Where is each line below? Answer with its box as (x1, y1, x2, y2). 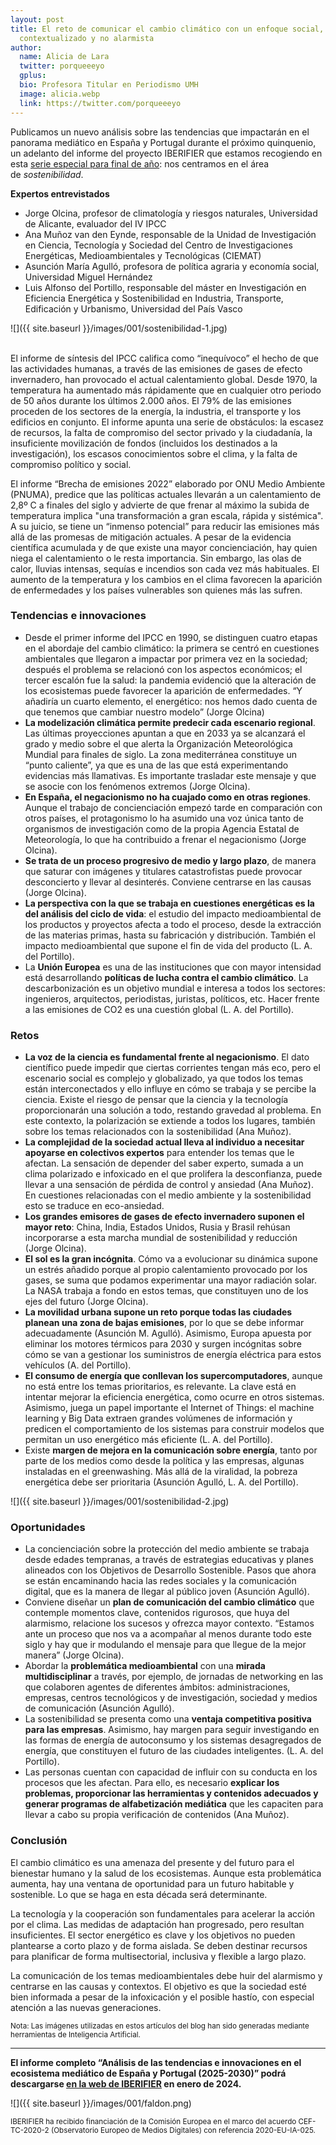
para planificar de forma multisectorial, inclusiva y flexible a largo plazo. (10, 1950, 307, 1962)
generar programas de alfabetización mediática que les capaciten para (24, 1798, 324, 1810)
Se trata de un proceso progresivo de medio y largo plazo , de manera (24, 854, 317, 866)
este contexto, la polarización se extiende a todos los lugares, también (24, 1115, 316, 1127)
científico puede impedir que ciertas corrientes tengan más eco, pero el (24, 1062, 321, 1074)
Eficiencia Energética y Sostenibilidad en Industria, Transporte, (24, 292, 284, 304)
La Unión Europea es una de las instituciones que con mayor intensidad (24, 961, 322, 973)
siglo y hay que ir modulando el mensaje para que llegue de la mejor (24, 1639, 307, 1651)
